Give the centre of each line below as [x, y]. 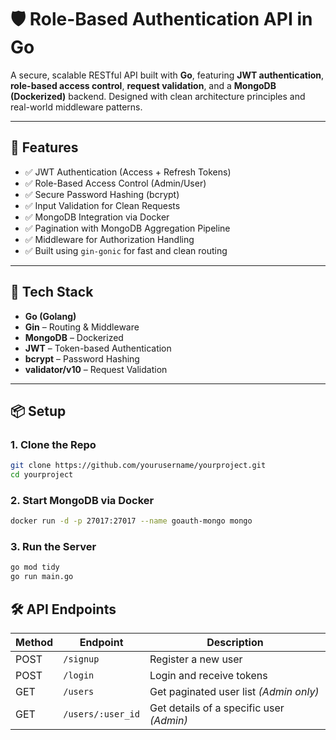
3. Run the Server [53, 547]
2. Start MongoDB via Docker [82, 500]
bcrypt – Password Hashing [82, 358]
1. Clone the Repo [53, 444]
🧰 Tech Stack [52, 292]
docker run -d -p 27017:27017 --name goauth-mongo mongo [131, 521]
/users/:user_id [101, 714]
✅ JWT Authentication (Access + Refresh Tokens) [128, 172]
